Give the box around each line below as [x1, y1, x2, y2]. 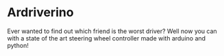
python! [7, 41, 29, 49]
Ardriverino [7, 5, 74, 20]
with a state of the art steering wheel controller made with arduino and [7, 34, 206, 42]
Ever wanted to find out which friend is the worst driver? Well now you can [7, 27, 217, 35]
